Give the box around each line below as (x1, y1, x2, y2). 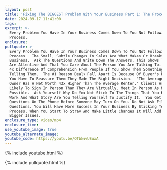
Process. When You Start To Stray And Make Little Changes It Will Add (9, 109, 162, 114)
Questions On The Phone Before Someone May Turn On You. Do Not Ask (9, 100, 155, 105)
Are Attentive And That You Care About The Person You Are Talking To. (9, 62, 162, 67)
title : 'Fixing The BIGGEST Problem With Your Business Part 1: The (5, 12, 150, 17)
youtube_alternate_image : (5, 132, 59, 137)
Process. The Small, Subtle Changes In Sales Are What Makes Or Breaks (9, 53, 164, 58)
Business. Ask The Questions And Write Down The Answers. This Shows (9, 58, 159, 63)
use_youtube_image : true (5, 127, 57, 132)
